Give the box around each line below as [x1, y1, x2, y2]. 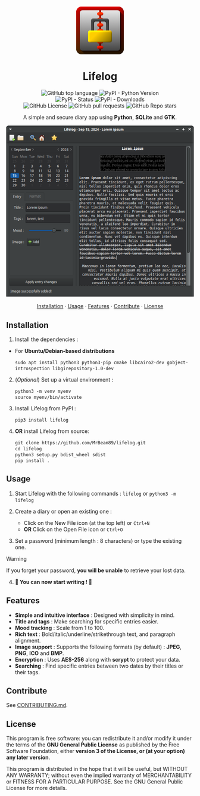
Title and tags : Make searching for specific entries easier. [14, 617, 159, 625]
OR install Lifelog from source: [14, 428, 89, 435]
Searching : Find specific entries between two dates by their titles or [14, 662, 183, 669]
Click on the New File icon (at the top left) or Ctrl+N [23, 519, 150, 526]
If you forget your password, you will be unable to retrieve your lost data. [6, 567, 186, 574]
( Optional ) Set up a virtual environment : [14, 376, 114, 383]
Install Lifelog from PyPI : [14, 405, 76, 412]
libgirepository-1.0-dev [52, 365, 114, 371]
